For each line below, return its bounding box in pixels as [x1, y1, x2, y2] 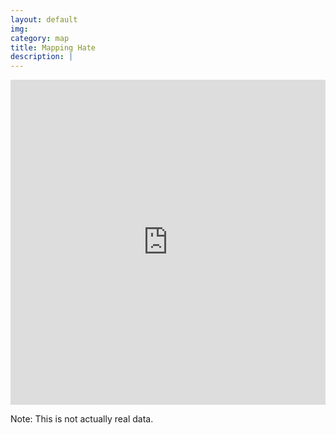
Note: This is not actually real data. [10, 413, 154, 425]
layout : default [10, 14, 78, 25]
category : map [10, 33, 70, 43]
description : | [10, 52, 74, 62]
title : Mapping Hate [10, 42, 97, 53]
